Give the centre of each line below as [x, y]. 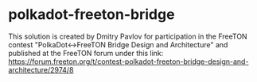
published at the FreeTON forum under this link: [86, 53]
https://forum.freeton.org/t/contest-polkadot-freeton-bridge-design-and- [128, 61]
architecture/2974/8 [41, 69]
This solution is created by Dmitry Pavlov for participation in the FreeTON [128, 36]
